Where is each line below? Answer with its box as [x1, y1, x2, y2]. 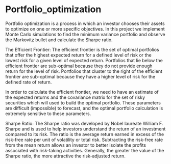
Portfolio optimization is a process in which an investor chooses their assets [5, 20, 165, 26]
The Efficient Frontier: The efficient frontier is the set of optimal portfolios [5, 46, 159, 52]
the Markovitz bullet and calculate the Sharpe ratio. [5, 37, 113, 43]
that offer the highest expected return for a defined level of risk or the [5, 52, 152, 58]
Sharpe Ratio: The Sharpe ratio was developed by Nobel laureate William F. [5, 120, 163, 126]
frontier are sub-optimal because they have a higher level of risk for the [5, 73, 156, 79]
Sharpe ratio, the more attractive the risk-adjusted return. [5, 153, 126, 159]
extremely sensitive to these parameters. [5, 111, 91, 117]
